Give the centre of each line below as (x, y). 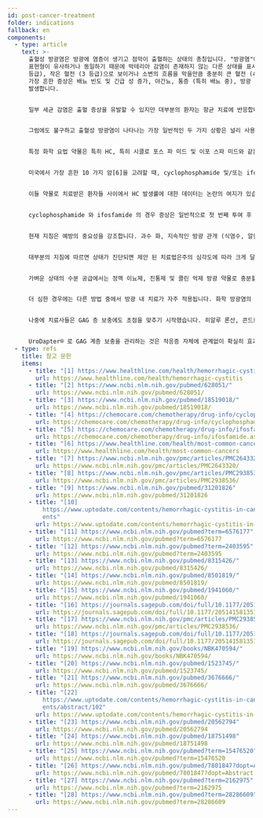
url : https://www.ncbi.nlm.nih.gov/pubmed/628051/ (120, 393)
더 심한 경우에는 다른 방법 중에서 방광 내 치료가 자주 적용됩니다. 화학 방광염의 (140, 300)
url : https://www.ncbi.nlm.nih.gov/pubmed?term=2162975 (129, 787)
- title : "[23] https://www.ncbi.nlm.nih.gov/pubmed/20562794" (134, 722)
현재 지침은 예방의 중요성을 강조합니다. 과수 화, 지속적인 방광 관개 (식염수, (136, 236)
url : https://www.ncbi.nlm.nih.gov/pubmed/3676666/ (122, 685)
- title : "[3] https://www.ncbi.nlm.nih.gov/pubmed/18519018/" (134, 400)
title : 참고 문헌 (46, 356)
